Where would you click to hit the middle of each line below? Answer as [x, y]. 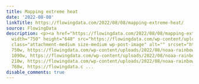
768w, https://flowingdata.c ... [53, 67]
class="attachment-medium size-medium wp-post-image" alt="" [89, 45]
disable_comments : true [36, 72]
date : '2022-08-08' [30, 17]
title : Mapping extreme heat [42, 12]
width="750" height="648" [44, 39]
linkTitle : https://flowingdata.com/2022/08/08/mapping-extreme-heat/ [95, 22]
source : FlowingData [32, 28]
